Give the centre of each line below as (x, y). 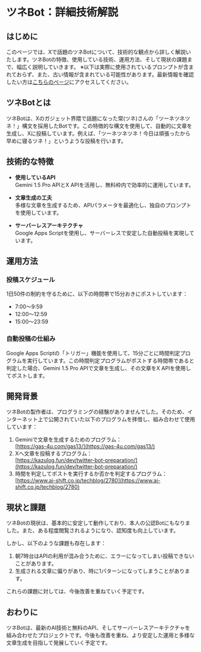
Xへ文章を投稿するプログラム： (53, 454)
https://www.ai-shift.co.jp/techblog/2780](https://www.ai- (89, 481)
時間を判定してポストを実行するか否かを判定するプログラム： (91, 474)
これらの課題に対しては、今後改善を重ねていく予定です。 (77, 591)
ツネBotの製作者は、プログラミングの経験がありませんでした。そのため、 (97, 412)
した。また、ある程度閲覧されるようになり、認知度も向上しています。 (92, 531)
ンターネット (22, 419)
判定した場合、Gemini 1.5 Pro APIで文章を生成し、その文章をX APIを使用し (99, 368)
